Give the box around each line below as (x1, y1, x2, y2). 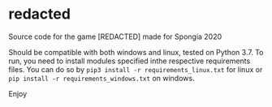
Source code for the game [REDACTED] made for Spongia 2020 (8, 32, 222, 41)
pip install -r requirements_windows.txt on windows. (8, 73, 195, 83)
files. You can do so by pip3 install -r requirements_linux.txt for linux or (8, 64, 263, 74)
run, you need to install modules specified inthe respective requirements (8, 56, 251, 66)
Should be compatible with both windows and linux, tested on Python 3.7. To (8, 47, 264, 57)
